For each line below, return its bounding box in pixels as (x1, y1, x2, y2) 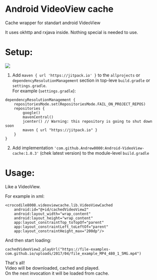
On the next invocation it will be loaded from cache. (5, 270, 109, 276)
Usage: (5, 168, 35, 178)
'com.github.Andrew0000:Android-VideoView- (54, 145, 145, 151)
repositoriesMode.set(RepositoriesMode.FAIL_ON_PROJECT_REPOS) (14, 102, 146, 106)
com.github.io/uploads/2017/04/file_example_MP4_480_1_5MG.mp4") (5, 251, 141, 256)
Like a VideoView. (5, 183, 41, 189)
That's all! (5, 260, 25, 266)
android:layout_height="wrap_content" (14, 215, 93, 220)
